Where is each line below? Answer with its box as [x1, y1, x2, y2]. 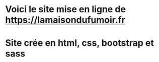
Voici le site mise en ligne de [5, 4, 126, 15]
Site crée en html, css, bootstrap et [5, 37, 154, 49]
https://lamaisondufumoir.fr [5, 14, 126, 26]
